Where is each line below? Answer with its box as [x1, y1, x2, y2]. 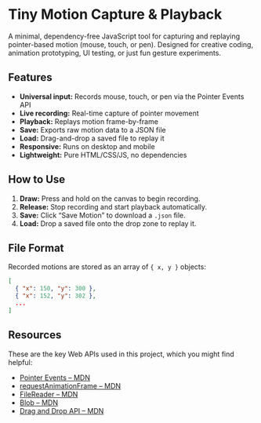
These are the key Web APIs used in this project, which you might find [8, 349, 235, 359]
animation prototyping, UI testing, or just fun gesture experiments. [8, 48, 222, 57]
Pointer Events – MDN [19, 373, 90, 382]
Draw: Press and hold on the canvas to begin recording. [19, 194, 201, 203]
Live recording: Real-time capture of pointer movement [19, 108, 200, 118]
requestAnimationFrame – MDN [19, 381, 121, 390]
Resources [8, 328, 62, 342]
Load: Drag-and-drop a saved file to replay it [19, 133, 165, 143]
